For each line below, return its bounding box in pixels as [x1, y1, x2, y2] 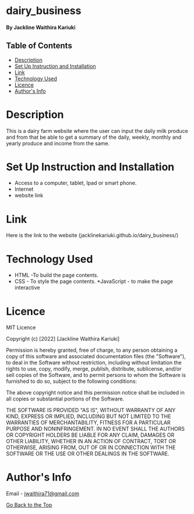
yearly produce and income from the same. [6, 139, 110, 147]
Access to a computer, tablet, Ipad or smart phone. [14, 180, 137, 187]
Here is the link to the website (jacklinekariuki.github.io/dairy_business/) [6, 232, 179, 239]
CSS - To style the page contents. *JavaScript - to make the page [14, 278, 174, 285]
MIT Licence [6, 324, 36, 331]
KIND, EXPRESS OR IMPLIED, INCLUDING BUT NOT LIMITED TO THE [6, 413, 171, 420]
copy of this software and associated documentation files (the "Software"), [6, 353, 186, 360]
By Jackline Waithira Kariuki [6, 23, 76, 30]
